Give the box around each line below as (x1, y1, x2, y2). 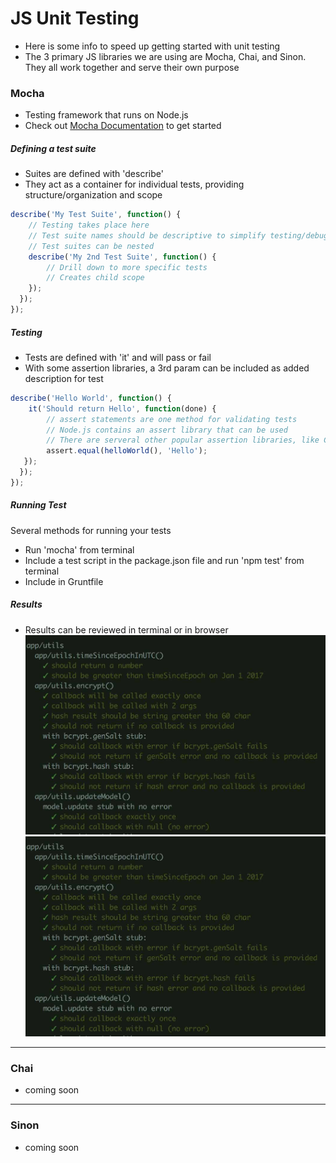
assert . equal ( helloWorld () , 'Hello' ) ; (46, 446, 208, 456)
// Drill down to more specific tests (46, 262, 208, 272)
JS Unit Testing (10, 7, 140, 30)
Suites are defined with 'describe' (24, 168, 164, 180)
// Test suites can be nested (28, 241, 155, 251)
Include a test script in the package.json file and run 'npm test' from (24, 554, 305, 566)
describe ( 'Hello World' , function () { (10, 393, 172, 403)
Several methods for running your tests (10, 524, 172, 536)
